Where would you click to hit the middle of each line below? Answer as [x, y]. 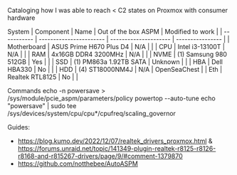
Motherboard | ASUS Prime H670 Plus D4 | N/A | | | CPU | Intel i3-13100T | [116, 47]
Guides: [19, 127]
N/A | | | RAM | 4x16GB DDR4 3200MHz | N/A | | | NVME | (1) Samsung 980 [117, 54]
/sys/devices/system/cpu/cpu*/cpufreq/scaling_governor [92, 113]
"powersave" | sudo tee [42, 106]
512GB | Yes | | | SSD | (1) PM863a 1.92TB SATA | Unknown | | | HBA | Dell [115, 62]
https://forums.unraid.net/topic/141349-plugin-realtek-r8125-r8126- [117, 148]
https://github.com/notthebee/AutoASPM [78, 164]
